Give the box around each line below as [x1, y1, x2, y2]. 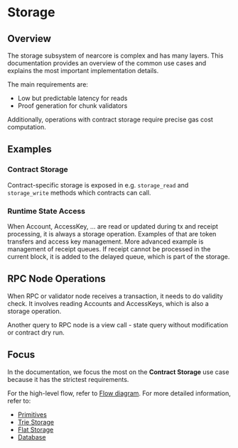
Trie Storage [17, 417, 55, 426]
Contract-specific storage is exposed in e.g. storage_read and [7, 180, 189, 189]
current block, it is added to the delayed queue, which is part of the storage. [7, 252, 230, 261]
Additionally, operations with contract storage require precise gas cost [7, 115, 213, 124]
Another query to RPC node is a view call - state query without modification [7, 320, 229, 329]
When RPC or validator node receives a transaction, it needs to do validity [7, 292, 224, 300]
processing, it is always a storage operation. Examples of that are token [7, 229, 217, 238]
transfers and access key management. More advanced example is [7, 237, 204, 246]
